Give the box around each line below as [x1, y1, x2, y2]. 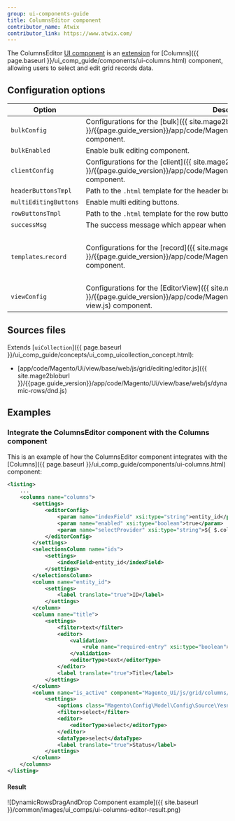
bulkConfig [10, 127, 47, 134]
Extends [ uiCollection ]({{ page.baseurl [7, 343, 122, 351]
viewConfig [10, 293, 47, 301]
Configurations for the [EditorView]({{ [85, 283, 210, 293]
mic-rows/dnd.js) [17, 386, 68, 394]
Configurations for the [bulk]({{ [85, 117, 188, 127]
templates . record [10, 251, 67, 261]
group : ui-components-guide [7, 10, 90, 18]
